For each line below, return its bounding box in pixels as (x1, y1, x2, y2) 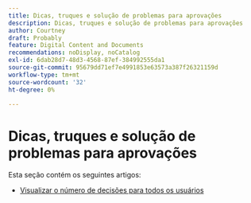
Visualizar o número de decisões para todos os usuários (19, 185, 204, 195)
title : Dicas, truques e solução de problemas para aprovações (8, 11, 222, 20)
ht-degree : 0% (8, 85, 56, 94)
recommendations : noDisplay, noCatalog (8, 49, 141, 57)
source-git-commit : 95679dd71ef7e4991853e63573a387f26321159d (8, 64, 218, 72)
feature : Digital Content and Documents (8, 41, 145, 49)
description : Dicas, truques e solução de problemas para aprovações (8, 19, 244, 27)
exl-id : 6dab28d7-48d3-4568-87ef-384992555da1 (8, 57, 165, 64)
